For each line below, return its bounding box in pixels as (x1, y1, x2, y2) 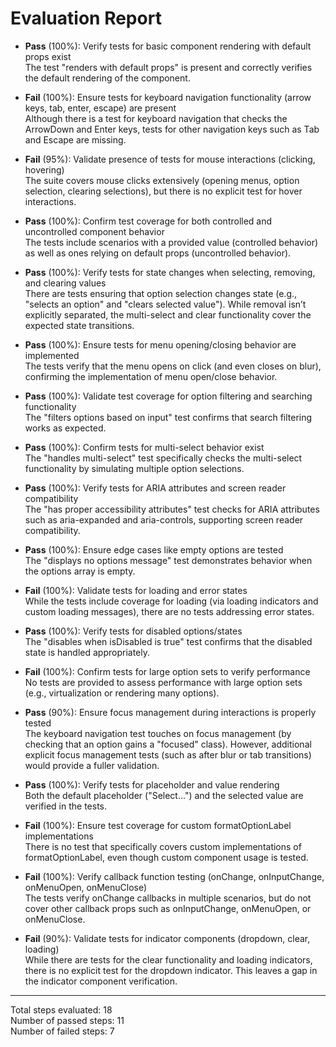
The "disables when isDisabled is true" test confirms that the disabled (24, 635, 313, 647)
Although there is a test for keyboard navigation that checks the (24, 112, 288, 124)
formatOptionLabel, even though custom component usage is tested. (24, 851, 309, 863)
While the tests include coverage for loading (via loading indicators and (24, 595, 319, 607)
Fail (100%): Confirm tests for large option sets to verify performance (24, 665, 311, 677)
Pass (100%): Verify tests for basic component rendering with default (24, 40, 312, 52)
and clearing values (24, 277, 107, 289)
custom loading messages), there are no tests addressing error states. (24, 605, 315, 617)
